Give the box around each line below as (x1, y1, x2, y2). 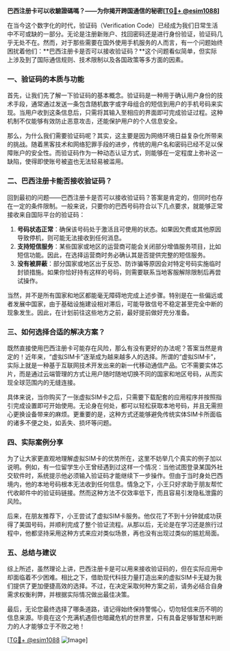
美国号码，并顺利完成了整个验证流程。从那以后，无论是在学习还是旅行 (18, 521, 217, 529)
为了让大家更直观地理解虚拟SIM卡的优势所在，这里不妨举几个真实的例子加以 (7, 455, 222, 463)
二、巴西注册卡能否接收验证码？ (7, 176, 113, 186)
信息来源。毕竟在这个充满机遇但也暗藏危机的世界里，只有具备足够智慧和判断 (7, 614, 223, 622)
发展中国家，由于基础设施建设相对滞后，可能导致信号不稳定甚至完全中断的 (12, 299, 223, 308)
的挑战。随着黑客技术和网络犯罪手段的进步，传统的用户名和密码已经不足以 (7, 140, 217, 148)
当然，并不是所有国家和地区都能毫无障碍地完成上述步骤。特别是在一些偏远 (7, 291, 217, 299)
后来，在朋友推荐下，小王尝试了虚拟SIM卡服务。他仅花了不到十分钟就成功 (7, 512, 216, 521)
